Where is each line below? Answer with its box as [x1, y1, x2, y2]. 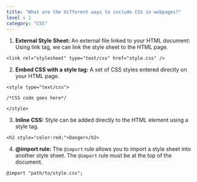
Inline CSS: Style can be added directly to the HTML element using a [15, 117, 188, 124]
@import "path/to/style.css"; [6, 170, 84, 177]
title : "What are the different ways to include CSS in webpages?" [6, 9, 182, 15]
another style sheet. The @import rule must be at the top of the [15, 152, 172, 159]
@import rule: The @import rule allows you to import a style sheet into [15, 145, 191, 153]
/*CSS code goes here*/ [6, 95, 67, 101]
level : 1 [6, 15, 32, 21]
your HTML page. [15, 73, 60, 80]
